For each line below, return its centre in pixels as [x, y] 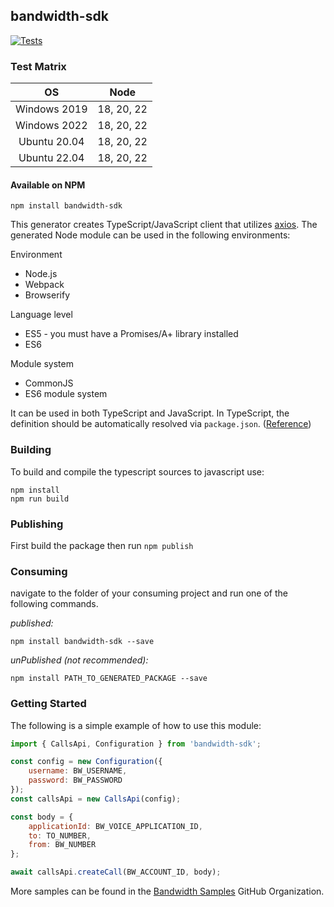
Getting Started [48, 704]
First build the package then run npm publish [102, 545]
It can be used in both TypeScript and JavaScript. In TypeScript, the [150, 413]
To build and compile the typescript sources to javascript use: [137, 471]
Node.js [41, 274]
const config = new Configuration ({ [86, 762]
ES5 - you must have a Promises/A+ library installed [131, 334]
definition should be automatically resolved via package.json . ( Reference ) [161, 424]
